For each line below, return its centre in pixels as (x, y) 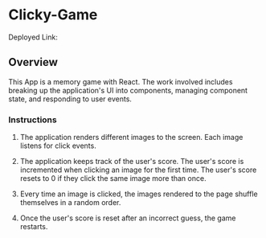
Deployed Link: (33, 37)
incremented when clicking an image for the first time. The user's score (138, 170)
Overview (33, 62)
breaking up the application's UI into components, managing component (128, 90)
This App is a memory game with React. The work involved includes (121, 81)
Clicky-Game (53, 15)
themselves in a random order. (70, 203)
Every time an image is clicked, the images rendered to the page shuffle (139, 194)
